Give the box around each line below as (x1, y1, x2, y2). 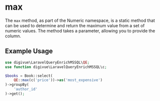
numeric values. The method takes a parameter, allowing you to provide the (5, 28, 156, 34)
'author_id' (14, 87, 38, 92)
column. (5, 33, 21, 39)
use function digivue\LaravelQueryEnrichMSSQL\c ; (5, 65, 107, 69)
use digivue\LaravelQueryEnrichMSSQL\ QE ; (5, 60, 90, 65)
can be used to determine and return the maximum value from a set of (5, 22, 145, 28)
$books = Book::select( (5, 73, 53, 78)
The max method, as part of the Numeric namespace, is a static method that (5, 17, 155, 23)
